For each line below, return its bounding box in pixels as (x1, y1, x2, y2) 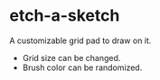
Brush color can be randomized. (22, 62, 143, 73)
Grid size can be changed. (22, 52, 121, 63)
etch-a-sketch (9, 5, 120, 26)
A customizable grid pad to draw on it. (9, 35, 152, 46)
